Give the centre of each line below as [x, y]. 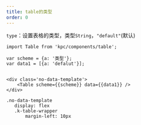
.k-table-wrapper [36, 111]
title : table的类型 [29, 12]
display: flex [32, 106]
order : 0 [17, 17]
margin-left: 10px [48, 116]
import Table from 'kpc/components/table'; [62, 47]
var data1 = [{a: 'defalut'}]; [45, 64]
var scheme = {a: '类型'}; [39, 58]
